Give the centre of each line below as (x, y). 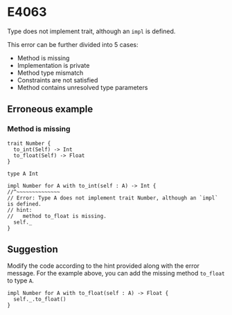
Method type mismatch (50, 73)
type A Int (23, 174)
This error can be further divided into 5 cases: (73, 44)
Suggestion (33, 250)
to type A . (21, 280)
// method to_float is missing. (57, 216)
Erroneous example (50, 109)
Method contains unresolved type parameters (82, 87)
